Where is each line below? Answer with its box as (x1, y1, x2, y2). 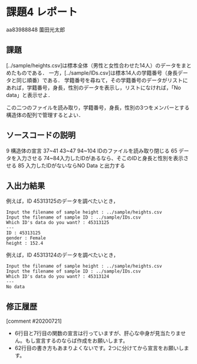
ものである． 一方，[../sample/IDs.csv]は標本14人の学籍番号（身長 (16, 69, 178, 76)
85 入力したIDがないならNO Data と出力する (17, 162, 126, 169)
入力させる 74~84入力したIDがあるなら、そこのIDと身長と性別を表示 (16, 154, 184, 161)
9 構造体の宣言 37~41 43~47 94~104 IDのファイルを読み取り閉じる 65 (6, 147, 178, 154)
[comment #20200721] (6, 317, 62, 325)
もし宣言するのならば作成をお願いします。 (25, 337, 129, 344)
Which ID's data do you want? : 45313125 (6, 220, 110, 226)
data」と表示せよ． (6, 91, 53, 98)
